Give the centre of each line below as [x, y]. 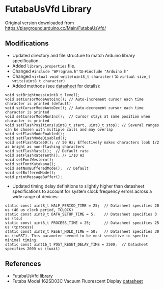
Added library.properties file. [44, 66]
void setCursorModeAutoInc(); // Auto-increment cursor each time [74, 99]
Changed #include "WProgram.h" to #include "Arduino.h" [70, 71]
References [23, 264]
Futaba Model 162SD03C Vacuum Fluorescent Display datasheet [78, 281]
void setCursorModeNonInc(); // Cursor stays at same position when [78, 116]
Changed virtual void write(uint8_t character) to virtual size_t [81, 76]
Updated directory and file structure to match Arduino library [73, 55]
